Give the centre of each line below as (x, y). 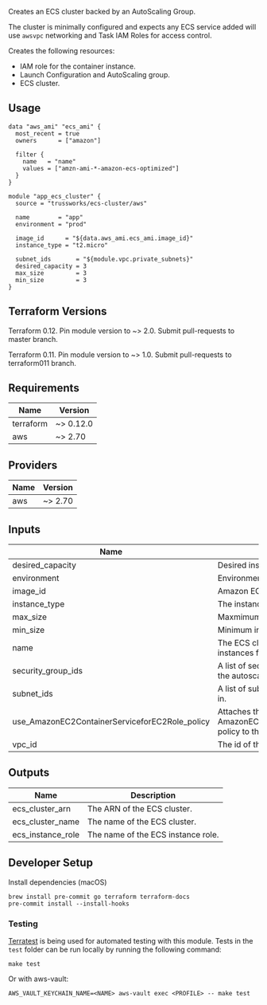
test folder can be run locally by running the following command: (115, 949)
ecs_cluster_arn (42, 808)
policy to (234, 732)
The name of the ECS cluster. (142, 822)
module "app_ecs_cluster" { (55, 196)
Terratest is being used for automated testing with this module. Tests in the (131, 940)
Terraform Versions (58, 311)
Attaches (234, 712)
